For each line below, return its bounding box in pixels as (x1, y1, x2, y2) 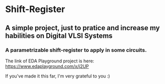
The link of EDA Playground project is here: (5, 58, 95, 64)
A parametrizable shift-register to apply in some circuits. (5, 46, 147, 53)
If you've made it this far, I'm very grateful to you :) (5, 73, 110, 79)
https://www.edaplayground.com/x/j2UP (5, 63, 89, 69)
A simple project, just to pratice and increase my (5, 24, 160, 32)
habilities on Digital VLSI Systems (5, 31, 113, 40)
